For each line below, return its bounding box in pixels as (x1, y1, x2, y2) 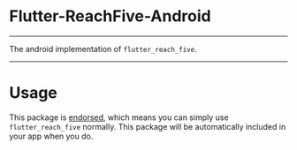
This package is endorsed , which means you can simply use (9, 112, 229, 123)
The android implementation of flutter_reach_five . (9, 43, 197, 54)
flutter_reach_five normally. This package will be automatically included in (9, 121, 286, 131)
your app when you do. (9, 131, 94, 141)
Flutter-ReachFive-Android (9, 6, 211, 26)
